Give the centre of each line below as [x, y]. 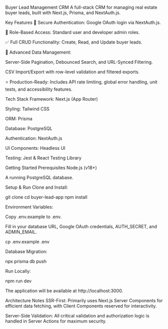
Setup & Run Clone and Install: [37, 187]
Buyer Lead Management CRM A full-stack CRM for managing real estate [81, 7]
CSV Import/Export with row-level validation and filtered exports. [72, 72]
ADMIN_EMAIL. [21, 232]
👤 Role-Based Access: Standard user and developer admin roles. [73, 32]
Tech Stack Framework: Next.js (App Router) [52, 99]
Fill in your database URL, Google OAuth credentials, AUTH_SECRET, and [81, 227]
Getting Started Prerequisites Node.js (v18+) [51, 168]
